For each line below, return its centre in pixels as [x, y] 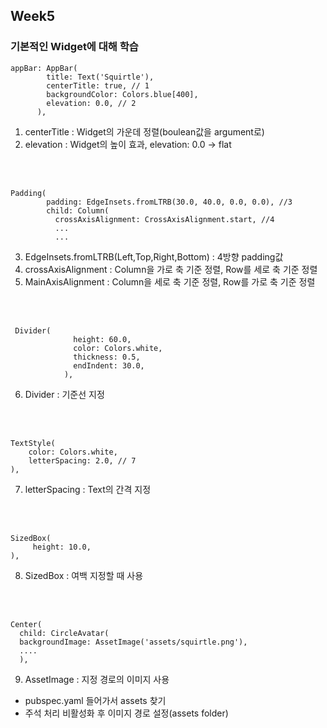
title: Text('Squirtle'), [100, 77]
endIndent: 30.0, [109, 365]
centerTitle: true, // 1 [98, 85]
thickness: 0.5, [107, 357]
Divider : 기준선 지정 [64, 394]
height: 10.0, [62, 547]
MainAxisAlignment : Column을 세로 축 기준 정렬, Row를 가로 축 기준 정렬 [170, 281]
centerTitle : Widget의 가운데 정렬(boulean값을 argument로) [144, 131]
